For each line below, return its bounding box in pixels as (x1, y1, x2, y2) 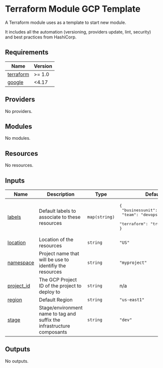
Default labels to (38, 208, 76, 214)
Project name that (38, 250, 80, 257)
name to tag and (38, 311, 76, 317)
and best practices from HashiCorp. (5, 34, 77, 40)
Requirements (5, 48, 49, 56)
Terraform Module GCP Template (5, 3, 141, 15)
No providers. (5, 108, 33, 114)
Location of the (38, 236, 74, 243)
